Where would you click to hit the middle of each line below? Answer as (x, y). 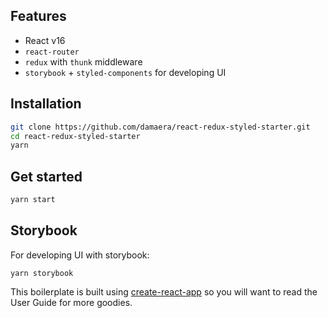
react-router (52, 52)
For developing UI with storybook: (80, 255)
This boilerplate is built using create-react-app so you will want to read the (164, 291)
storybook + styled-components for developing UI (125, 72)
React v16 (45, 40)
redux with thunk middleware (83, 61)
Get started (46, 176)
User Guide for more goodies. (71, 302)
